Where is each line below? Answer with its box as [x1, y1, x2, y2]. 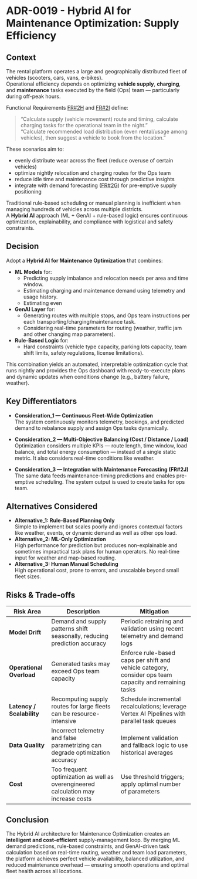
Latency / [9, 702, 36, 711]
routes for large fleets [51, 702, 111, 711]
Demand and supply [51, 617, 107, 626]
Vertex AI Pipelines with [120, 710, 186, 718]
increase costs [51, 795, 92, 803]
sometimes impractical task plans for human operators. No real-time [14, 548, 180, 555]
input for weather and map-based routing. [14, 554, 116, 561]
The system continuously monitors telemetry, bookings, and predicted [14, 418, 185, 425]
